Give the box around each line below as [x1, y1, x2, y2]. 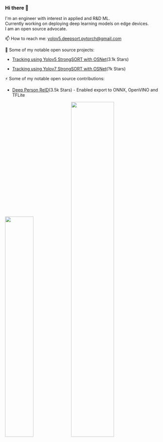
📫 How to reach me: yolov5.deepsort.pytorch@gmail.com [5, 36, 122, 42]
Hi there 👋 [5, 4, 29, 11]
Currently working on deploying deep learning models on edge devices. [5, 21, 149, 26]
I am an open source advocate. [5, 26, 67, 32]
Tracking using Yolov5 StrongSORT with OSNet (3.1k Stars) [12, 56, 129, 63]
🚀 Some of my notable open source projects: [5, 47, 95, 53]
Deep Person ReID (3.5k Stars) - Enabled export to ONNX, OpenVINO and [12, 87, 158, 93]
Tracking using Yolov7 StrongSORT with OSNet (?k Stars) [12, 66, 126, 72]
